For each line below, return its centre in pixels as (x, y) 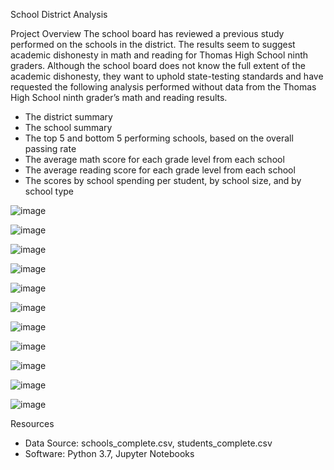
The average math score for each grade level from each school (154, 159)
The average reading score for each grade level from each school (160, 170)
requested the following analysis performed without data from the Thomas (163, 87)
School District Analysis (59, 14)
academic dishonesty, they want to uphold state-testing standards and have (167, 76)
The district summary (68, 117)
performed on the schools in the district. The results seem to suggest (153, 44)
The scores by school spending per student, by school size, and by (163, 180)
